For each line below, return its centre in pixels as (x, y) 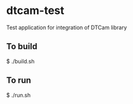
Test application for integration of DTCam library (67, 27)
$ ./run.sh (19, 95)
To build (22, 47)
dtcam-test (36, 11)
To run (19, 81)
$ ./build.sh (20, 61)
